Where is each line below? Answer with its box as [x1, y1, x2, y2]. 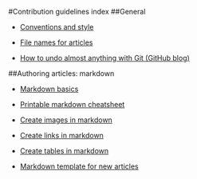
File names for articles [19, 38, 93, 47]
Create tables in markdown [19, 146, 109, 155]
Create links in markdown [19, 131, 104, 140]
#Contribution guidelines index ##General [8, 7, 146, 16]
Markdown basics [19, 84, 79, 93]
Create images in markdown [19, 115, 113, 125]
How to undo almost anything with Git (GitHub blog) [19, 54, 190, 62]
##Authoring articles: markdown [8, 69, 115, 78]
